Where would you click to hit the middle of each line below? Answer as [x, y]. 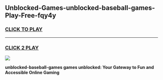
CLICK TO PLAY [24, 30]
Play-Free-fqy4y [31, 16]
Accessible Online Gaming [32, 72]
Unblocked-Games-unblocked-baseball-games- [80, 8]
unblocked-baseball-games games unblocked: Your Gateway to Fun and [80, 67]
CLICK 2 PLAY [22, 48]
